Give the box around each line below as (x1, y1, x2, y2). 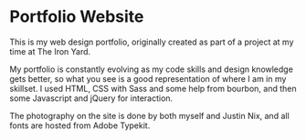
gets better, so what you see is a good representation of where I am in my (9, 73, 287, 84)
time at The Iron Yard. (9, 45, 91, 56)
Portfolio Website (9, 6, 144, 27)
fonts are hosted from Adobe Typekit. (9, 120, 151, 131)
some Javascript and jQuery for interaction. (9, 93, 174, 104)
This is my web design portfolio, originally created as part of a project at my (9, 36, 294, 47)
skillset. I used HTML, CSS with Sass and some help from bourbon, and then (9, 83, 297, 94)
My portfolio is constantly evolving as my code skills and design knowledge (9, 64, 294, 75)
